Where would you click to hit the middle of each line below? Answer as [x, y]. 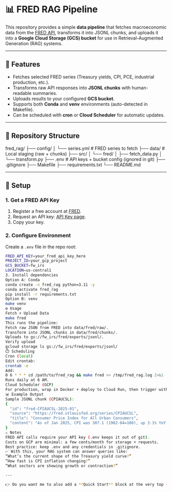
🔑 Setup [18, 185]
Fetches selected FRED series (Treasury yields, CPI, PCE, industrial [83, 76]
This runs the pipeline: [32, 323]
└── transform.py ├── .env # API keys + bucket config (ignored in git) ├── [85, 159]
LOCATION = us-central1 [28, 270]
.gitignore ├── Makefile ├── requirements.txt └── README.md [73, 165]
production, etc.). [31, 82]
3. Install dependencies [32, 275]
